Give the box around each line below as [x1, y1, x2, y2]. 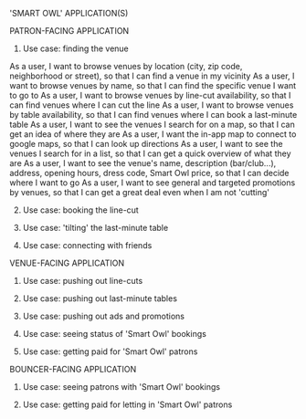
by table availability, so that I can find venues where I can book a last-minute [9, 110, 298, 120]
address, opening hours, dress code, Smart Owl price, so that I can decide [9, 168, 290, 178]
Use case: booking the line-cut [22, 204, 139, 215]
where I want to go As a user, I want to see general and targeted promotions [9, 177, 296, 188]
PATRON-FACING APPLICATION [9, 26, 130, 36]
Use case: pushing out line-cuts [22, 276, 143, 286]
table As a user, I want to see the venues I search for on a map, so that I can [9, 119, 295, 130]
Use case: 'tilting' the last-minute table [22, 223, 169, 233]
